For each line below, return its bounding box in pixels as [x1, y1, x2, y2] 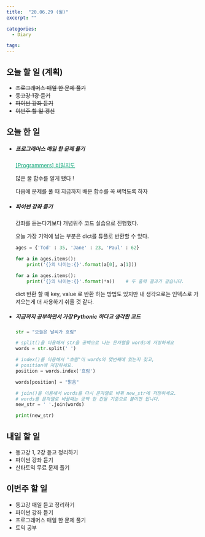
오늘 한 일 [6, 127, 41, 137]
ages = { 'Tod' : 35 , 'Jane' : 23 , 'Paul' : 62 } [15, 245, 140, 251]
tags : [6, 42, 20, 49]
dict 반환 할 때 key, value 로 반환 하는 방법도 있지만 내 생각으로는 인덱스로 [15, 290, 192, 297]
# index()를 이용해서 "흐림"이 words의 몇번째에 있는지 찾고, [15, 357, 155, 363]
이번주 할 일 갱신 [15, 107, 55, 114]
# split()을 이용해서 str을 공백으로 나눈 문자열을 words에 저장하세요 [15, 340, 174, 346]
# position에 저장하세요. [15, 362, 74, 368]
